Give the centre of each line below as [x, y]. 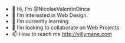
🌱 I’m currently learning [40, 21]
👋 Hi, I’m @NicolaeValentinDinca [51, 9]
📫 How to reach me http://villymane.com [62, 34]
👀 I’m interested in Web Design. [50, 15]
